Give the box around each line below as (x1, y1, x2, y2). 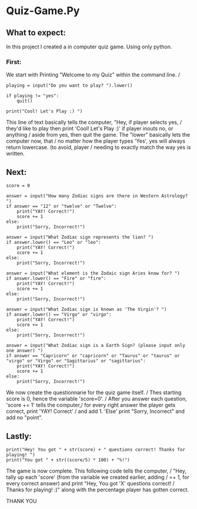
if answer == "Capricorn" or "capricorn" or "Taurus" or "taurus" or (6, 353, 181, 359)
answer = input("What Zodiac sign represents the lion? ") (6, 234, 154, 240)
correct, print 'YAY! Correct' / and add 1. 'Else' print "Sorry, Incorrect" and (6, 408, 185, 415)
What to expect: (6, 28, 66, 38)
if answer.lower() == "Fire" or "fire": (6, 276, 107, 282)
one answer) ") (6, 348, 44, 354)
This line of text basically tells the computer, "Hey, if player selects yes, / (6, 119, 182, 126)
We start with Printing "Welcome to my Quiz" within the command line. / (6, 71, 181, 78)
